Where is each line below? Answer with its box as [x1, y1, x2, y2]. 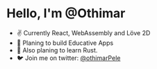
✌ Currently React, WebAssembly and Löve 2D [16, 28, 151, 37]
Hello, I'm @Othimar [6, 6, 126, 21]
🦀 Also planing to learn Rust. [16, 46, 98, 54]
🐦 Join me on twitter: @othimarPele [16, 54, 121, 62]
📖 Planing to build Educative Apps [16, 39, 114, 47]
